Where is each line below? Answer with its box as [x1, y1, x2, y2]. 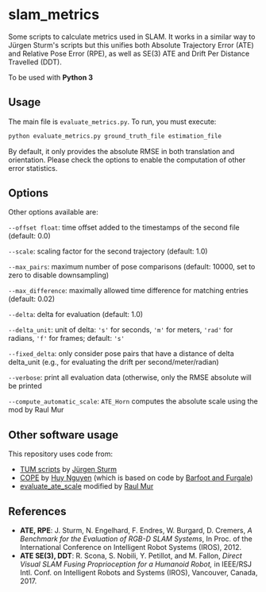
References [8, 505, 67, 518]
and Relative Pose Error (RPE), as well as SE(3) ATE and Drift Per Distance [8, 48, 250, 58]
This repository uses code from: [8, 449, 114, 459]
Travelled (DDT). [8, 57, 62, 67]
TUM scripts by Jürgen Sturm [19, 465, 118, 474]
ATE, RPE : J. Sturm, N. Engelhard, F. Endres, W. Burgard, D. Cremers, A [19, 526, 253, 536]
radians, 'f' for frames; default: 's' [8, 334, 125, 343]
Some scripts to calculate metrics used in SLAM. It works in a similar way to [8, 32, 256, 41]
